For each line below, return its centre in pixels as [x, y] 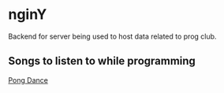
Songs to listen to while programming [102, 61]
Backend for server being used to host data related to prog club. [112, 36]
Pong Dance [28, 80]
